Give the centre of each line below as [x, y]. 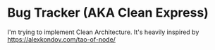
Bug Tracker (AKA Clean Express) [108, 13]
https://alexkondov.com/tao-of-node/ [62, 39]
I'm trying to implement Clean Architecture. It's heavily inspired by [103, 32]
